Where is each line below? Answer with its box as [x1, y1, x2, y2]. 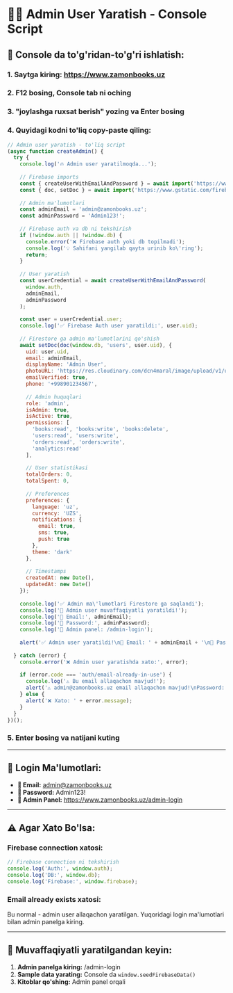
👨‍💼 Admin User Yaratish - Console [7, 6, 207, 22]
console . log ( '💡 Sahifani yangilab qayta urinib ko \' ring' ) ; [25, 245, 204, 252]
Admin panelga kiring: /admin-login [17, 962, 121, 971]
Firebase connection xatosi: [7, 843, 103, 853]
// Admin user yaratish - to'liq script [7, 141, 126, 148]
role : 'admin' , [25, 400, 70, 407]
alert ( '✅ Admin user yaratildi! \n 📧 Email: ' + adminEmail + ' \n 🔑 [19, 639, 214, 646]
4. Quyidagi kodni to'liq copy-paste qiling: [7, 125, 151, 135]
